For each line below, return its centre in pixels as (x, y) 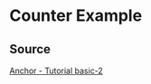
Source (30, 49)
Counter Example (76, 16)
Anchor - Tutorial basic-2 (57, 70)
